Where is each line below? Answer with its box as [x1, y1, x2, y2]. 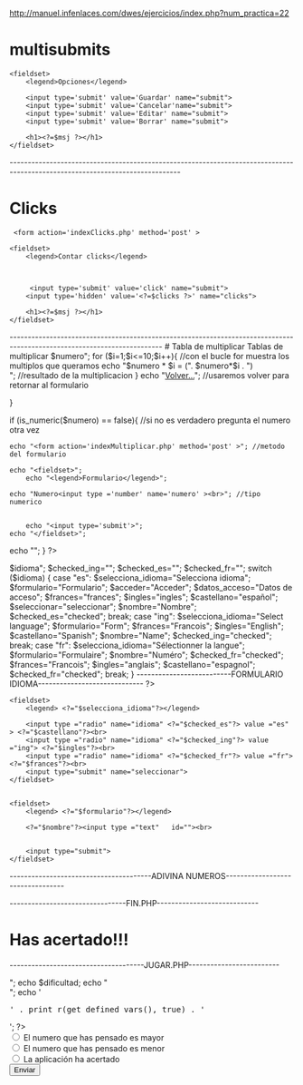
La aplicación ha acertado [23, 1053, 120, 1064]
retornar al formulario [9, 379, 89, 390]
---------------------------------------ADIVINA [9, 870, 184, 881]
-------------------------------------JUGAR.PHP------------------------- [9, 959, 280, 970]
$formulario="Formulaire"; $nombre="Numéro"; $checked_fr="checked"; [9, 649, 284, 660]
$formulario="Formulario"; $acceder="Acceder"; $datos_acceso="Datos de [9, 582, 293, 592]
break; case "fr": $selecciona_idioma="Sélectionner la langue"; [9, 640, 246, 650]
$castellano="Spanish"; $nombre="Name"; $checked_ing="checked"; [9, 630, 272, 640]
